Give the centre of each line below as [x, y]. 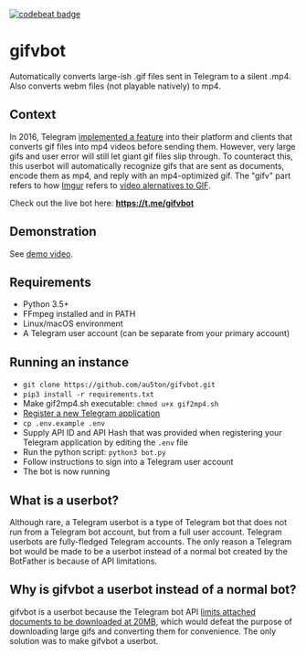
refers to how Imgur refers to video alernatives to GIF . [111, 185]
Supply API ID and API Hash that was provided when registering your [152, 433]
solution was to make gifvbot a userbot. [84, 640]
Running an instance [69, 362]
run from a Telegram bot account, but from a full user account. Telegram [146, 532]
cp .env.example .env [63, 424]
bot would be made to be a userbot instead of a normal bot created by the [148, 551]
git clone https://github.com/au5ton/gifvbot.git [119, 385]
